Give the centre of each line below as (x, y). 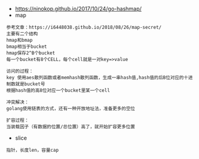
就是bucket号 (30, 84)
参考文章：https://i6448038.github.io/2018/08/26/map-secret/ (84, 27)
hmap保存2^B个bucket (31, 53)
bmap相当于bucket (27, 47)
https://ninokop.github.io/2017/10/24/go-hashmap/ (78, 9)
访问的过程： (20, 71)
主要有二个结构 (22, 34)
